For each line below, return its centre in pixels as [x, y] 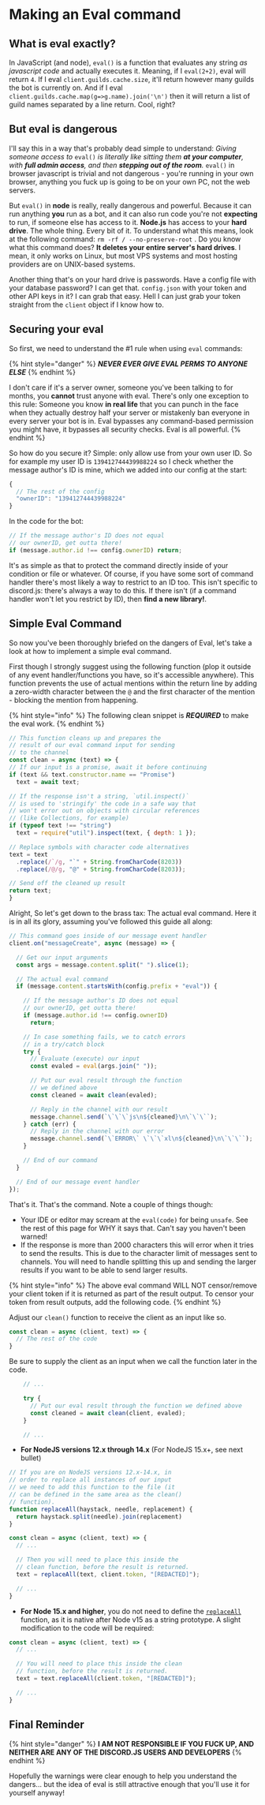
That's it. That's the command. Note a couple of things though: [111, 1204]
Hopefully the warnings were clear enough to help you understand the [123, 1776]
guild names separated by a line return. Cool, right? [92, 105]
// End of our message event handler [78, 1182]
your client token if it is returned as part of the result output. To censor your [132, 1293]
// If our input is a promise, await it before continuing [108, 768]
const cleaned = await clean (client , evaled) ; [108, 1413]
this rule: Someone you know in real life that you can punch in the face [124, 404]
